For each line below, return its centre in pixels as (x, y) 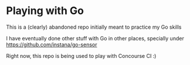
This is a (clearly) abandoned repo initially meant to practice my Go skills (94, 27)
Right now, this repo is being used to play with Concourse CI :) (81, 56)
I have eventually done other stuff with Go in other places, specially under (95, 38)
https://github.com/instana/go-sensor (52, 45)
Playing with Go (45, 11)
